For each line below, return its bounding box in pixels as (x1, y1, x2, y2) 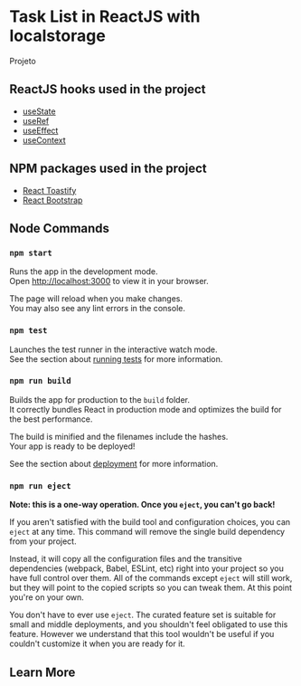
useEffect (22, 125, 59, 136)
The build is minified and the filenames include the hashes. (9, 431, 229, 442)
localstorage (9, 25, 106, 46)
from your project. (9, 536, 77, 547)
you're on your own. (9, 592, 84, 603)
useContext (22, 134, 66, 146)
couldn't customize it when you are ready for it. (9, 638, 185, 649)
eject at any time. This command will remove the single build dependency (9, 527, 286, 538)
